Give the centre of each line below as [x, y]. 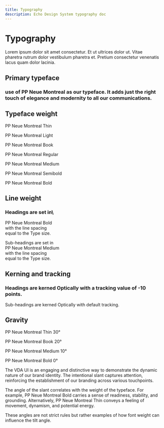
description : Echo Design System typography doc [56, 14]
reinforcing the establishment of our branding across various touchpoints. [79, 380]
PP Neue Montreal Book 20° [34, 341]
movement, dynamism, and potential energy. [50, 405]
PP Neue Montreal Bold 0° [31, 360]
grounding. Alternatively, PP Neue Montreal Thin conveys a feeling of [75, 400]
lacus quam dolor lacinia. [30, 62]
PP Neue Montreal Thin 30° [33, 332]
